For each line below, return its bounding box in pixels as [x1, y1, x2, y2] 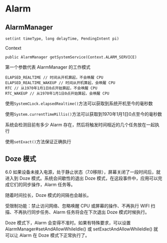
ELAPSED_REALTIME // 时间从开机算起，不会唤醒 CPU [5, 75, 104, 80]
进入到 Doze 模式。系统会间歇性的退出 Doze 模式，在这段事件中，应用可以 [5, 175, 158, 181]
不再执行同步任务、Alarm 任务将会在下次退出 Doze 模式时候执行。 [13, 209, 150, 215]
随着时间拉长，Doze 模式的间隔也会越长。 [5, 192, 91, 198]
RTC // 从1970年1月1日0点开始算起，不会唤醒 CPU [5, 86, 98, 91]
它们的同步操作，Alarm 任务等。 [9, 181, 76, 187]
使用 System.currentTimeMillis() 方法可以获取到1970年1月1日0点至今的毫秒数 [5, 111, 162, 117]
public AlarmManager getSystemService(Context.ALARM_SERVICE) [5, 55, 137, 60]
